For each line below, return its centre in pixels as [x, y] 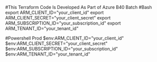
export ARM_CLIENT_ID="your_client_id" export [55, 12]
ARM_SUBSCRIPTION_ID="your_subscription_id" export [63, 23]
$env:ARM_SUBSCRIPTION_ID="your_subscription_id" [62, 49]
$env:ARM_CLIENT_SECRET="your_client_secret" [57, 43]
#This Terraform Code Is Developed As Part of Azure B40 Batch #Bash [78, 7]
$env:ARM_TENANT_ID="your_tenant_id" [48, 54]
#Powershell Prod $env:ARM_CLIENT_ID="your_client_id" [65, 38]
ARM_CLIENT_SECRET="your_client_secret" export [58, 18]
